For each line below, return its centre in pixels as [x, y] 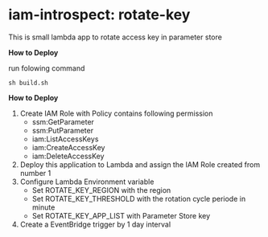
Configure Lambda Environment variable [87, 182]
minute [43, 207]
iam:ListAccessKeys [65, 139]
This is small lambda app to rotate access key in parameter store [115, 37]
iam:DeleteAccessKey [68, 156]
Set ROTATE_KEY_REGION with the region [101, 190]
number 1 [35, 173]
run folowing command [47, 68]
